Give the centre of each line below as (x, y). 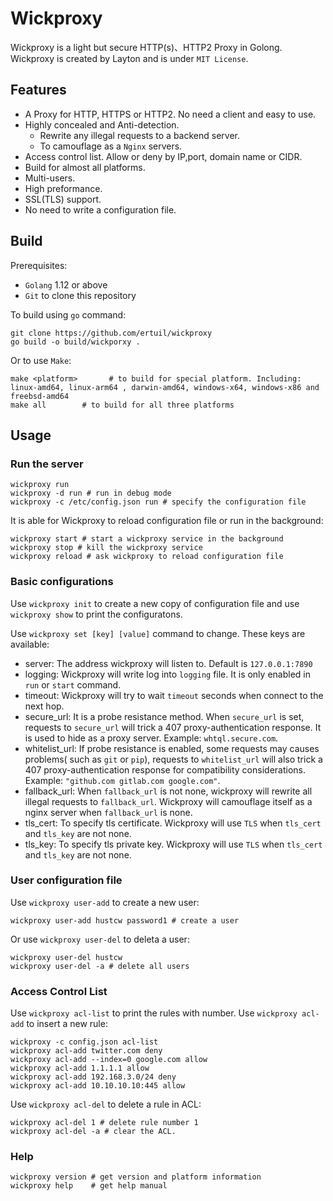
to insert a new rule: (67, 1024)
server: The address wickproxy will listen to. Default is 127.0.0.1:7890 (168, 663)
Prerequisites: (39, 265)
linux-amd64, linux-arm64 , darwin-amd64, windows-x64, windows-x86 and (165, 387)
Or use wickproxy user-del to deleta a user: (100, 939)
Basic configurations (62, 582)
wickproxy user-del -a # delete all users (100, 966)
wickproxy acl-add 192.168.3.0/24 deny (93, 1077)
